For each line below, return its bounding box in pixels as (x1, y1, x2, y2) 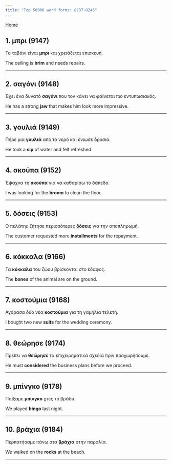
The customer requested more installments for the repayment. (5, 233, 138, 239)
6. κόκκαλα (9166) (5, 252, 66, 261)
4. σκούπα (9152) (5, 166, 61, 175)
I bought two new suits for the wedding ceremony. (5, 319, 112, 326)
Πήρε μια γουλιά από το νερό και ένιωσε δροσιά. (5, 136, 111, 143)
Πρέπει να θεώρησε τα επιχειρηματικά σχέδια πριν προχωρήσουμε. (5, 352, 150, 359)
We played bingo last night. (5, 406, 63, 412)
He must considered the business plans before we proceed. (5, 362, 133, 369)
